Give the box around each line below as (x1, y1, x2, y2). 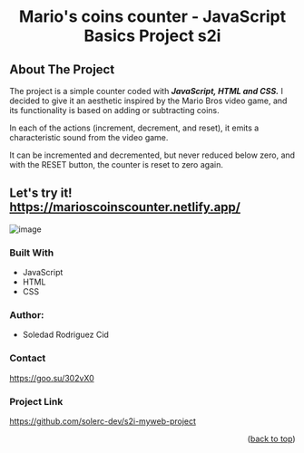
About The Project (9, 62, 115, 77)
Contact (9, 352, 46, 364)
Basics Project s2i (83, 25, 221, 46)
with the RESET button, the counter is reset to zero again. (9, 159, 224, 169)
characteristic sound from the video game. (9, 132, 169, 142)
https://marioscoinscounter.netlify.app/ (9, 199, 240, 215)
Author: (9, 309, 44, 322)
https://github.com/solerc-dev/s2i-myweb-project (9, 416, 197, 427)
